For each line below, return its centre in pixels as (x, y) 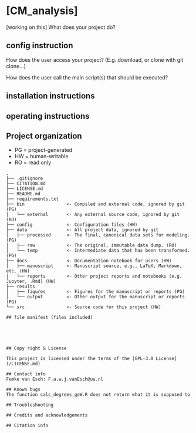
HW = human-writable (41, 156)
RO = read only (33, 162)
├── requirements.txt (33, 199)
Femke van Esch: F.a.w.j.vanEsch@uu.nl (55, 379)
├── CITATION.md (26, 184)
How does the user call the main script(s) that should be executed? (87, 77)
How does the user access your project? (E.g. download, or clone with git (95, 59)
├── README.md (23, 194)
